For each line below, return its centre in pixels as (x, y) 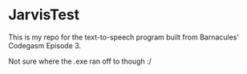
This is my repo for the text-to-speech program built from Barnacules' (123, 37)
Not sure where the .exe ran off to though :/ (80, 61)
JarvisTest (44, 15)
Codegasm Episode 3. (45, 45)
